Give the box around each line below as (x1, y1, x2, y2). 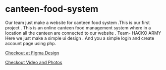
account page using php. (5, 40, 56, 46)
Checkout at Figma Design (5, 50, 59, 56)
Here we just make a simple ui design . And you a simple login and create (5, 35, 155, 41)
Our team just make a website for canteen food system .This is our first (5, 20, 150, 25)
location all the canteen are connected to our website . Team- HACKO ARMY (5, 30, 162, 36)
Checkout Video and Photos (5, 59, 62, 65)
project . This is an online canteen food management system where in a (5, 24, 151, 30)
